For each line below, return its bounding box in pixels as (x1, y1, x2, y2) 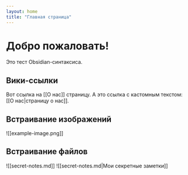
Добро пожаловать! (6, 39, 109, 53)
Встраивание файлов (6, 147, 88, 157)
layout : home (6, 8, 38, 15)
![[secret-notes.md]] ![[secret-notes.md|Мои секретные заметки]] (6, 162, 168, 169)
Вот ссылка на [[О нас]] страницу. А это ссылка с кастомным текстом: (6, 91, 183, 98)
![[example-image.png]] (6, 130, 64, 137)
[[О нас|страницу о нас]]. (6, 97, 69, 104)
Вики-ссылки (6, 76, 58, 85)
